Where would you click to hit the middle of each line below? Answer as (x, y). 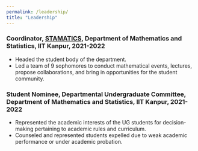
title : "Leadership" (32, 18)
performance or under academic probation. (69, 142)
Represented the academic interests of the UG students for (88, 123)
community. (29, 79)
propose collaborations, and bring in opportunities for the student (96, 72)
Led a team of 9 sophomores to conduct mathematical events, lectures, (104, 66)
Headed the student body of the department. (70, 59)
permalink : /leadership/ (37, 12)
